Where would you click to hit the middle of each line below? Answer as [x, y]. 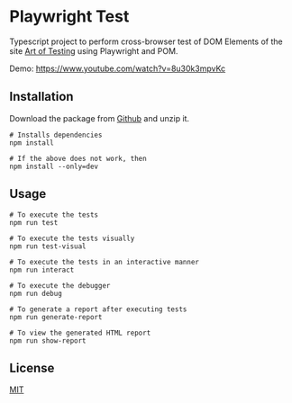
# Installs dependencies [56, 135]
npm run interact [42, 270]
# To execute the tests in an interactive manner [105, 262]
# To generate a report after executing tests [98, 309]
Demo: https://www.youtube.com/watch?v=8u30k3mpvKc [118, 68]
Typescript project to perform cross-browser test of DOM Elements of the [146, 41]
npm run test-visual [48, 246]
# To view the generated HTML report [80, 333]
